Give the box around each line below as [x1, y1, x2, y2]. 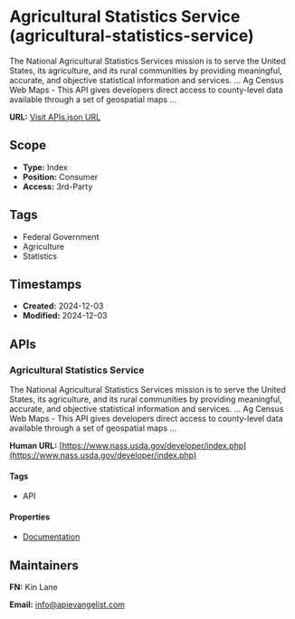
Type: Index [22, 161, 68, 173]
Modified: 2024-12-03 [22, 310, 108, 321]
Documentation [22, 531, 81, 542]
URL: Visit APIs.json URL [9, 111, 101, 122]
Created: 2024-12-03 [22, 300, 104, 311]
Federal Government [22, 231, 100, 242]
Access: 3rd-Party [22, 181, 93, 192]
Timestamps [9, 276, 82, 291]
